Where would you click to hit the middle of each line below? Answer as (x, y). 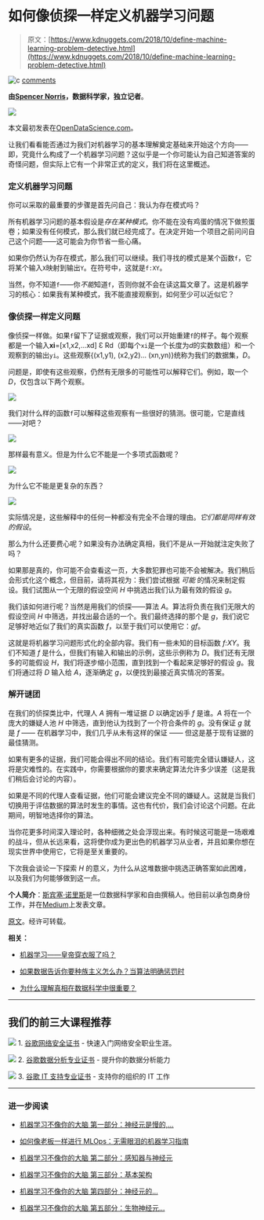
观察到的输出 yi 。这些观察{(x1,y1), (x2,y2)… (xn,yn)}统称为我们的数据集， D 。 (131, 355)
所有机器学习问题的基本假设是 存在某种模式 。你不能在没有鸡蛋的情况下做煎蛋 (132, 222)
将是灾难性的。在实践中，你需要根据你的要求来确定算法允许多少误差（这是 (128, 769)
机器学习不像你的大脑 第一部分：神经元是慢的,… (96, 1124)
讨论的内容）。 (58, 779)
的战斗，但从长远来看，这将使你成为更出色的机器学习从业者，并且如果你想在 (132, 841)
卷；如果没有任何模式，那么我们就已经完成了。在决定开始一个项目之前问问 (128, 232)
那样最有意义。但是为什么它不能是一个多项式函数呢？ (94, 454)
